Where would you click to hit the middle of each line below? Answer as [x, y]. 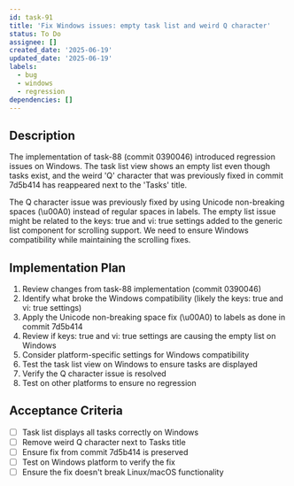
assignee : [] [33, 42]
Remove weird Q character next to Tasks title [104, 442]
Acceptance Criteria [66, 411]
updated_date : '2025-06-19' [61, 58]
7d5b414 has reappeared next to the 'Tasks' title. [98, 185]
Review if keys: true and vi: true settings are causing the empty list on [149, 336]
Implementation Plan [68, 268]
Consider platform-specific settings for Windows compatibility [135, 355]
